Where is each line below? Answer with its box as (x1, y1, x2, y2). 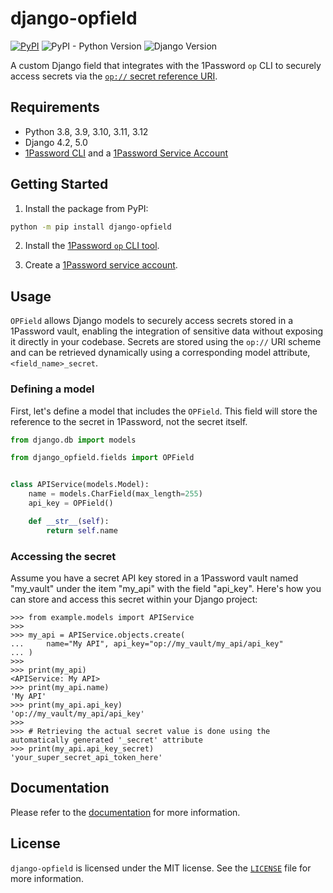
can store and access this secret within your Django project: (10, 593, 258, 605)
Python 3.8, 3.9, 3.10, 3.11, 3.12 (24, 125, 149, 137)
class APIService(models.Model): (10, 480, 150, 490)
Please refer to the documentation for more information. (10, 806, 241, 818)
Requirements (10, 99, 100, 116)
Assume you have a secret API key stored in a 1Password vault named (10, 572, 299, 584)
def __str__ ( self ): (28, 516, 110, 526)
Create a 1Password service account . (24, 259, 178, 271)
